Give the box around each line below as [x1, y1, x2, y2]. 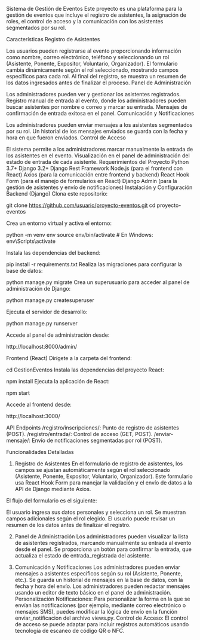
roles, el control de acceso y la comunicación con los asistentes [6, 18, 164, 25]
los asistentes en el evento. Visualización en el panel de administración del [6, 152, 190, 159]
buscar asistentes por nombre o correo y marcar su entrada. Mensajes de [6, 103, 188, 110]
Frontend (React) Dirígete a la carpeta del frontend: [6, 355, 133, 361]
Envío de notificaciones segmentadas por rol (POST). [32, 437, 162, 444]
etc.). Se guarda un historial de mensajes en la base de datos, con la [14, 577, 183, 583]
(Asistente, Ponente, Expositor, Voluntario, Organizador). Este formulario [14, 473, 193, 480]
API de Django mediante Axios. [14, 486, 91, 492]
